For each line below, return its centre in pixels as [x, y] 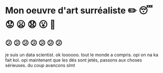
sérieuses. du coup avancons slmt [40, 65]
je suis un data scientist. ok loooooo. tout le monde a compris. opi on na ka [82, 55]
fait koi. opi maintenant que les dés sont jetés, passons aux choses [74, 60]
